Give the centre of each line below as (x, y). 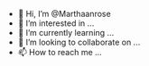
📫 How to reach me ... (60, 52)
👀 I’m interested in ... (56, 23)
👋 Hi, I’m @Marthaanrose (64, 14)
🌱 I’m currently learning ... (66, 33)
